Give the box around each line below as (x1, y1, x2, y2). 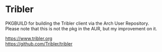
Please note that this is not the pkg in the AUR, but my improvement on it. (5, 25, 157, 31)
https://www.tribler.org (5, 35, 52, 41)
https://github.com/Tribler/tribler (5, 40, 73, 46)
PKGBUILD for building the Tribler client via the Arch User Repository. (5, 20, 149, 26)
